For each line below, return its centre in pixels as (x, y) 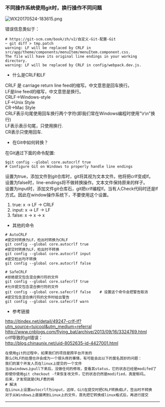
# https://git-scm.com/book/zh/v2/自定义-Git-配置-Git (61, 39)
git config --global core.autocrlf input (48, 254)
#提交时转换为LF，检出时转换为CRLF (37, 240)
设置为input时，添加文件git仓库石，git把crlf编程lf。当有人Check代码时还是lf (82, 189)
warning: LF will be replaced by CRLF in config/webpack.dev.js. (73, 65)
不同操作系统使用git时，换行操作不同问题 (54, 7)
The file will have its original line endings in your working (71, 57)
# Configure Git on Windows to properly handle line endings (69, 167)
